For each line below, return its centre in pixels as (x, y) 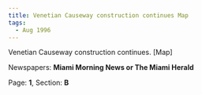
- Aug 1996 (33, 30)
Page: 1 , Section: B (39, 82)
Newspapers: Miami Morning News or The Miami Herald (101, 68)
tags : (17, 23)
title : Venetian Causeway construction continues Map (99, 15)
